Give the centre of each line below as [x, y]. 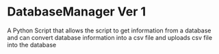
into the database [32, 45]
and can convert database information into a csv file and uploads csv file [110, 37]
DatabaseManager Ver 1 [77, 12]
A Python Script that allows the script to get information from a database [109, 30]
